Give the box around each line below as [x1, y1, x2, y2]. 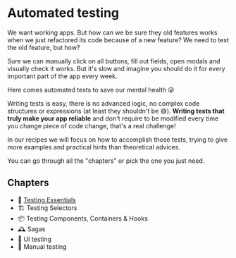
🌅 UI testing [17, 235, 51, 243]
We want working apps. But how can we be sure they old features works [7, 28, 218, 37]
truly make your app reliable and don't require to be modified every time [7, 114, 219, 123]
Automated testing [7, 5, 120, 21]
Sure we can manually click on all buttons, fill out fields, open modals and [7, 56, 221, 65]
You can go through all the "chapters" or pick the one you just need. [7, 156, 205, 165]
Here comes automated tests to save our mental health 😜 [7, 85, 175, 94]
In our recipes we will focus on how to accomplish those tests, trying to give [7, 135, 228, 144]
